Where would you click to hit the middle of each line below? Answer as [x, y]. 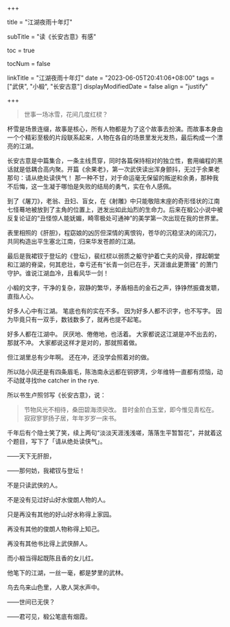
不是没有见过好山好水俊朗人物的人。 [58, 500]
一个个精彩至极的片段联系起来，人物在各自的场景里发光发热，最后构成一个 [112, 137]
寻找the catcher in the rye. [62, 380]
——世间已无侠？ [31, 602]
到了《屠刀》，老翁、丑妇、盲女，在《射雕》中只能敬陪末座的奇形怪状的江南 [114, 201]
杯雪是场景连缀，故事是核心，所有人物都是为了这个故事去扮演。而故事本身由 [115, 129]
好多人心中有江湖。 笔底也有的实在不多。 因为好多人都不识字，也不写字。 [111, 311]
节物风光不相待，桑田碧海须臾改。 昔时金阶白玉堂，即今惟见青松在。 [120, 410]
